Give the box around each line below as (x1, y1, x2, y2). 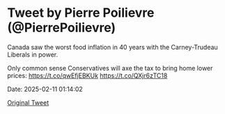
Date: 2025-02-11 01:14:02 (7, 85, 84, 93)
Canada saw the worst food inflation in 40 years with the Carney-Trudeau (7, 43, 218, 51)
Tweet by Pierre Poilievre (7, 5, 155, 21)
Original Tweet (7, 98, 49, 106)
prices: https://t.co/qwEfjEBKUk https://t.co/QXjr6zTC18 (7, 71, 168, 80)
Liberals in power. (7, 50, 58, 59)
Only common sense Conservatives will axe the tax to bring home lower (7, 64, 213, 72)
